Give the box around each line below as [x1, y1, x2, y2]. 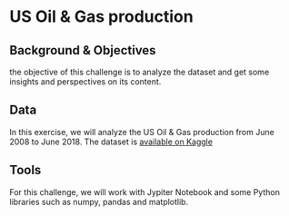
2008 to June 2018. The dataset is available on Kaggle [9, 136, 214, 147]
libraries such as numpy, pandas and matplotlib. [9, 196, 189, 207]
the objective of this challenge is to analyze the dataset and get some [9, 66, 270, 77]
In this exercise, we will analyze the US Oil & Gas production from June [9, 126, 274, 137]
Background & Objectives [9, 43, 156, 58]
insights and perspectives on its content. [9, 76, 162, 87]
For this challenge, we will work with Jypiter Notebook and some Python [9, 186, 280, 197]
